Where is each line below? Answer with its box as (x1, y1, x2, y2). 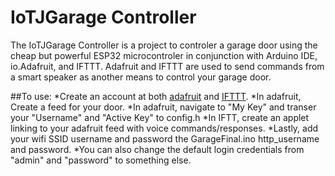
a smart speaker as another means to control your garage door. (10, 71, 272, 83)
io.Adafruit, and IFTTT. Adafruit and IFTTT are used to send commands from (10, 60, 325, 72)
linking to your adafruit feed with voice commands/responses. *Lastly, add (10, 122, 319, 134)
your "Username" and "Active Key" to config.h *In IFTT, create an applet (10, 111, 310, 123)
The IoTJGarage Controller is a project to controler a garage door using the (10, 39, 318, 51)
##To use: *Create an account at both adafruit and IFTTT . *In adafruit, (10, 90, 302, 102)
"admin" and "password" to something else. (10, 154, 192, 166)
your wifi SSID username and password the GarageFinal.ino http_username (10, 132, 320, 145)
